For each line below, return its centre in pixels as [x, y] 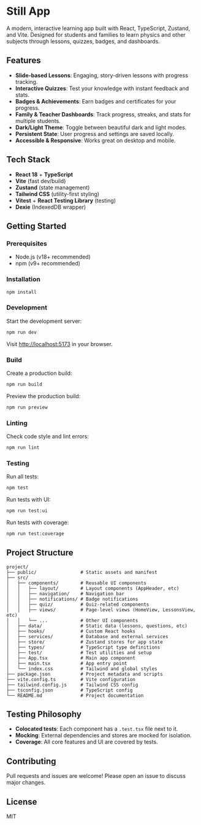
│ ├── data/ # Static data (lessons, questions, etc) [97, 626]
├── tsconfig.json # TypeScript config [70, 690]
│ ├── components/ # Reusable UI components [77, 583]
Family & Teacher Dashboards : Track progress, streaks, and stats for [103, 114]
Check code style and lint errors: [48, 436]
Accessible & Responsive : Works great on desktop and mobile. [95, 140]
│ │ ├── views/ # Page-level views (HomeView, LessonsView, [101, 610]
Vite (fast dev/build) [40, 181]
